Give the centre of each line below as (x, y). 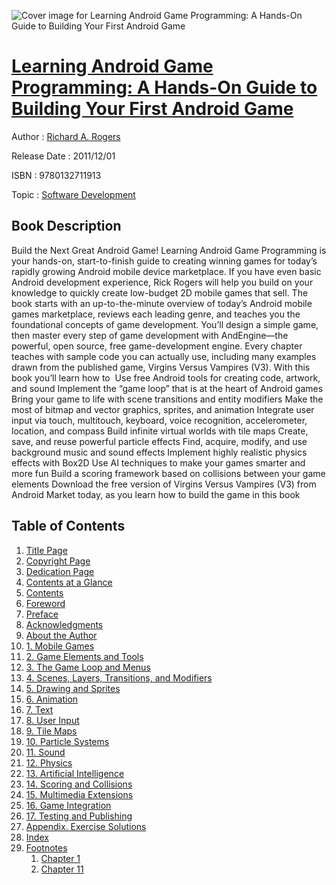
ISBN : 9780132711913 (56, 175)
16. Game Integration (68, 805)
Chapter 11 (62, 869)
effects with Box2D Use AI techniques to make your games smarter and (158, 462)
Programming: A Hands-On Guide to (164, 87)
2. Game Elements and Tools (84, 656)
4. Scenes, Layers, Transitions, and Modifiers (119, 677)
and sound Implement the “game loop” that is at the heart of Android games (167, 388)
